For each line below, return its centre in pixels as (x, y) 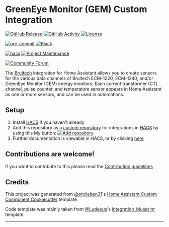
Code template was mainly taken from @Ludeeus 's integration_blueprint (80, 209)
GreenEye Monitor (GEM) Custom (76, 9)
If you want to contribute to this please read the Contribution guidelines (79, 166)
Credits (17, 182)
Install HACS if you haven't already (48, 122)
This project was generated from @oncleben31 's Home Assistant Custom (81, 194)
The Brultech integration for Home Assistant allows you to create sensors (81, 73)
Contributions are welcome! (50, 154)
